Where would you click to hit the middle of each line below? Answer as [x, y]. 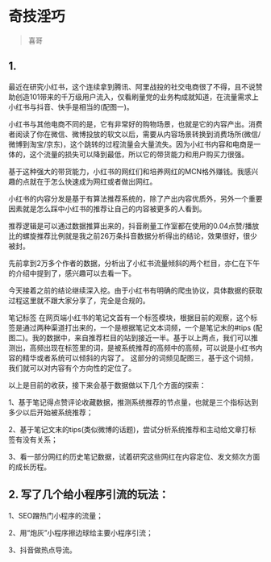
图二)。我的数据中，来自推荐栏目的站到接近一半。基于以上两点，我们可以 [130, 337]
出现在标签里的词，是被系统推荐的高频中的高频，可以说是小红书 [149, 348]
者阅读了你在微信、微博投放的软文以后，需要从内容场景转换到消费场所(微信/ [135, 134]
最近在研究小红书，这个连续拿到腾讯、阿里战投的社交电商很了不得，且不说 [132, 86]
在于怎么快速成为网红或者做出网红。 [96, 181]
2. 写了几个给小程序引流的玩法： [89, 495]
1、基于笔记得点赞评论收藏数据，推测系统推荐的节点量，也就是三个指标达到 [133, 402]
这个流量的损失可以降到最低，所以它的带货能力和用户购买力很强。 [139, 154]
